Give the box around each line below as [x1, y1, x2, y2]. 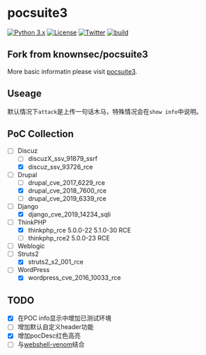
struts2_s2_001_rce [27, 258, 84, 266]
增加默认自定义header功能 [17, 323, 94, 331]
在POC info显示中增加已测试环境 [17, 314, 112, 323]
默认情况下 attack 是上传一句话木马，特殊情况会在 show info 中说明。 [7, 107, 202, 115]
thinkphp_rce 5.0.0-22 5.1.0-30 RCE [27, 226, 131, 234]
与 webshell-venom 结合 [17, 340, 85, 349]
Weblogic [17, 242, 46, 250]
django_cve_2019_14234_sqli [27, 209, 111, 219]
